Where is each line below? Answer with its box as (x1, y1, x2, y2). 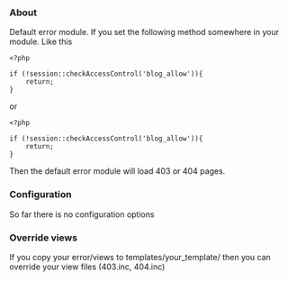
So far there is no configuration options (9, 209, 155, 220)
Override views (9, 231, 78, 244)
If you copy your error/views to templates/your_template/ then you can (9, 251, 272, 262)
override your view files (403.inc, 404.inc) (9, 261, 166, 272)
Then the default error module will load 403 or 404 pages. (9, 166, 226, 177)
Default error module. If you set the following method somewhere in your (9, 27, 279, 38)
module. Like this (9, 36, 73, 47)
